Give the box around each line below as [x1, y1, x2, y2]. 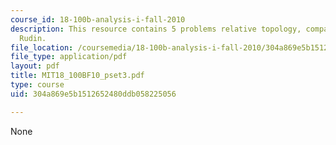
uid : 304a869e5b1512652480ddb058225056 [10, 89, 177, 99]
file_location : [10, 42, 74, 53]
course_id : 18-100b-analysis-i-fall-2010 [10, 14, 186, 25]
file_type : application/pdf [10, 52, 128, 62]
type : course [10, 80, 65, 90]
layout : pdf [10, 61, 60, 71]
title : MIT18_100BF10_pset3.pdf [10, 71, 145, 81]
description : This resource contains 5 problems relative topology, [10, 24, 302, 34]
